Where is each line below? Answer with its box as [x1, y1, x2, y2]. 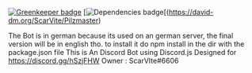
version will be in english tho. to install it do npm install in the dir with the [8, 39, 245, 49]
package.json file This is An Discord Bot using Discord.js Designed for [8, 48, 237, 57]
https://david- [168, 8, 214, 16]
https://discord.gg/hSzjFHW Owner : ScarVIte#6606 [8, 56, 179, 65]
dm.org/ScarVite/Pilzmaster [8, 16, 99, 25]
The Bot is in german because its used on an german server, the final [8, 31, 234, 40]
